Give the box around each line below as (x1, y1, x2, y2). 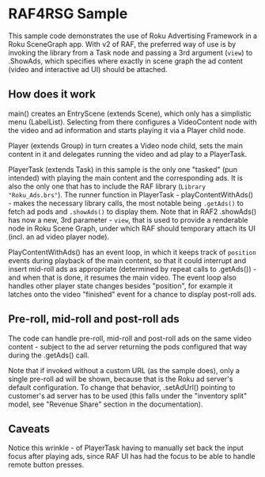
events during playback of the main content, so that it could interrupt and (8, 255, 247, 265)
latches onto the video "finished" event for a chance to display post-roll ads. (8, 289, 257, 299)
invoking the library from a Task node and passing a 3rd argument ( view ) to (8, 48, 253, 57)
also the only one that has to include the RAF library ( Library (8, 181, 206, 191)
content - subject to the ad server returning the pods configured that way (8, 342, 248, 351)
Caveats (8, 422, 50, 436)
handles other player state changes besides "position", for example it (8, 280, 233, 290)
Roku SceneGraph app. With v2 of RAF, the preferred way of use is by (8, 39, 237, 48)
